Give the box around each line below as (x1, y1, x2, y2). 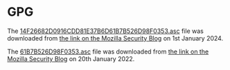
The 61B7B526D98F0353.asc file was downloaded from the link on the (7, 47, 209, 56)
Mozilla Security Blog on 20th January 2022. (7, 54, 135, 62)
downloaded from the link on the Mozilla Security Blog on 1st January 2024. (7, 34, 224, 42)
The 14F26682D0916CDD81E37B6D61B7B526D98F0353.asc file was (7, 27, 204, 35)
